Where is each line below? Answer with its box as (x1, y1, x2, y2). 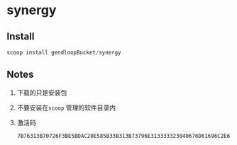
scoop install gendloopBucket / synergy (6, 49, 121, 56)
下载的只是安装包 (16, 88, 67, 97)
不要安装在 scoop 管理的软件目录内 (16, 103, 116, 112)
